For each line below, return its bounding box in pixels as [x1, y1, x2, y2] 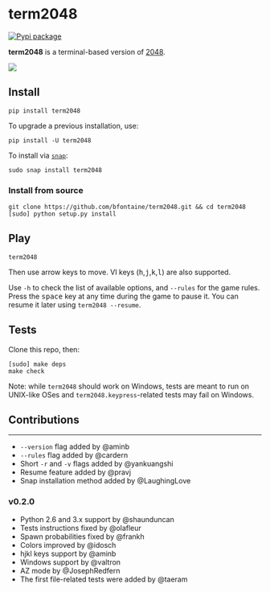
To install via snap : [8, 150, 68, 160]
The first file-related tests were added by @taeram [19, 574, 188, 584]
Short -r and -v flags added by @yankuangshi [19, 459, 174, 469]
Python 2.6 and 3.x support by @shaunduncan [19, 514, 175, 524]
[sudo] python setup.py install [8, 210, 117, 218]
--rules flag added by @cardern [19, 450, 129, 460]
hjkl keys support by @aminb [19, 549, 117, 558]
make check [8, 367, 45, 375]
